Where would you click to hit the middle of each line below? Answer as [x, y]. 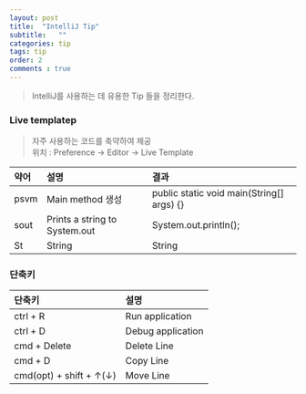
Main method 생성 [85, 200]
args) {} [168, 204]
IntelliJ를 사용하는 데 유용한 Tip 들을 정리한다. [113, 96]
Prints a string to [82, 220]
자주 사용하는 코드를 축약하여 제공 [92, 141]
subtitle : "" [38, 35]
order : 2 [26, 60]
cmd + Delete [43, 346]
